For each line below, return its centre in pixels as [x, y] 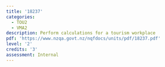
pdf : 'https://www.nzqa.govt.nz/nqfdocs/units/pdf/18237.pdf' [83, 38]
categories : [20, 17]
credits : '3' [22, 50]
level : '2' [19, 44]
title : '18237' [25, 11]
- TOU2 [19, 22]
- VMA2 [19, 28]
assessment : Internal [32, 55]
